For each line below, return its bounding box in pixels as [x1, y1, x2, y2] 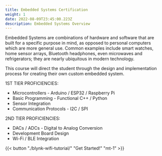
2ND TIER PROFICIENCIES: [5, 115, 61, 122]
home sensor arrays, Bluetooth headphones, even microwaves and [5, 51, 143, 57]
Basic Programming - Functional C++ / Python [12, 95, 108, 101]
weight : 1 [5, 12, 26, 17]
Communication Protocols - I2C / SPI [12, 106, 88, 112]
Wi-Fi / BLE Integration [12, 136, 59, 142]
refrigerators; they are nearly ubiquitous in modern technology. [5, 56, 135, 62]
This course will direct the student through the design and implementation [5, 66, 157, 72]
